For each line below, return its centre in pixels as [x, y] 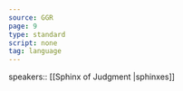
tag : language [35, 51]
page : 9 [23, 26]
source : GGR [31, 18]
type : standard [37, 34]
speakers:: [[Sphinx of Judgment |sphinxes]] [92, 77]
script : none [33, 43]
